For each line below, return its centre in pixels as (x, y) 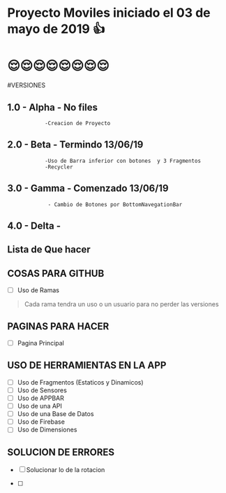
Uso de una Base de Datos (55, 414)
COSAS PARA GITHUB (56, 273)
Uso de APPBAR (40, 398)
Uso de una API (40, 406)
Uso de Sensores (42, 390)
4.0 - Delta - (34, 226)
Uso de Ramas (38, 290)
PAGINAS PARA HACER (58, 326)
